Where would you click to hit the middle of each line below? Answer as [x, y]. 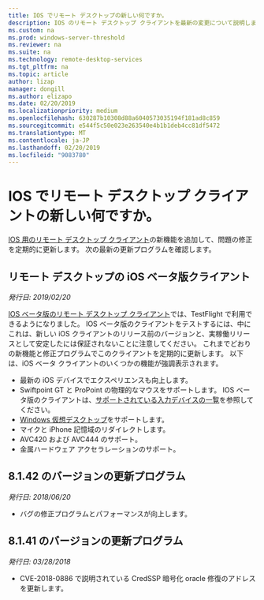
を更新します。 [44, 588]
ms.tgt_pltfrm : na [38, 67]
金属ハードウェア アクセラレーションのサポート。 [100, 449]
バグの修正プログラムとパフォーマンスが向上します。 [105, 513]
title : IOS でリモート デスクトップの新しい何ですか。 [88, 15]
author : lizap [32, 81]
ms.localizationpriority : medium [63, 111]
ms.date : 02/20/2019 [42, 103]
